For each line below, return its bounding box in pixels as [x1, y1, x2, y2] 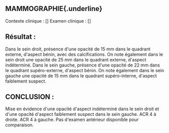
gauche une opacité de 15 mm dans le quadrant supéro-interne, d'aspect [5, 73, 157, 79]
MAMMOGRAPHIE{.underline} [5, 5, 102, 13]
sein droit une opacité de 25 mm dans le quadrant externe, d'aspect [5, 56, 146, 62]
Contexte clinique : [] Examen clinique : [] [5, 18, 91, 24]
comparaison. [5, 122, 34, 128]
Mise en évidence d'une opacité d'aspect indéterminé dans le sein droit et [5, 106, 159, 112]
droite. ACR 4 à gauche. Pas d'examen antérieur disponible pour [5, 116, 139, 123]
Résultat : [5, 33, 36, 41]
